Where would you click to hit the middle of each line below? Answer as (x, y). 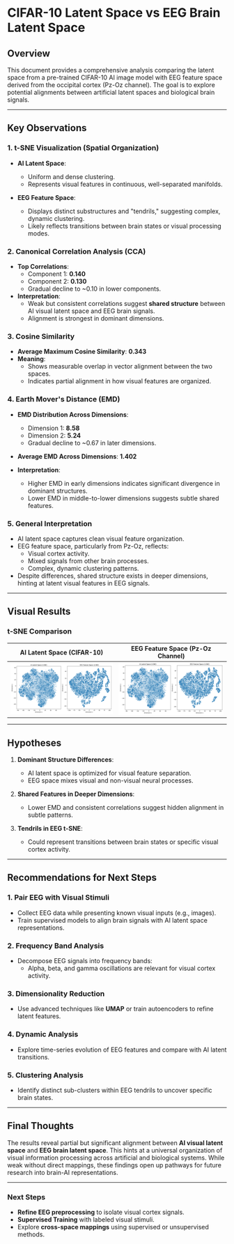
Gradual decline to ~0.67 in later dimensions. (92, 443)
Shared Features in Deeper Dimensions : (76, 794)
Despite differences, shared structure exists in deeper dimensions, (113, 576)
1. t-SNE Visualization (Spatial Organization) (83, 148)
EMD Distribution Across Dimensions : (73, 414)
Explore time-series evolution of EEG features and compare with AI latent (122, 1050)
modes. (39, 233)
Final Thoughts (41, 1126)
